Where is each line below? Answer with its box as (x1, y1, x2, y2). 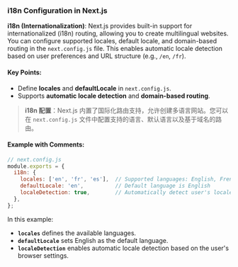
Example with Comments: (7, 140, 85, 149)
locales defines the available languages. (17, 229, 137, 237)
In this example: (7, 215, 54, 223)
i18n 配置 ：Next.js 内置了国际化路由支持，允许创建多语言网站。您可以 (24, 106, 229, 115)
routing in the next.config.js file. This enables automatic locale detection (7, 45, 223, 53)
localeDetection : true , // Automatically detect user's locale (20, 189, 233, 196)
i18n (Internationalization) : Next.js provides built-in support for (7, 22, 193, 30)
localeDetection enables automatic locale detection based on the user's (17, 244, 229, 252)
